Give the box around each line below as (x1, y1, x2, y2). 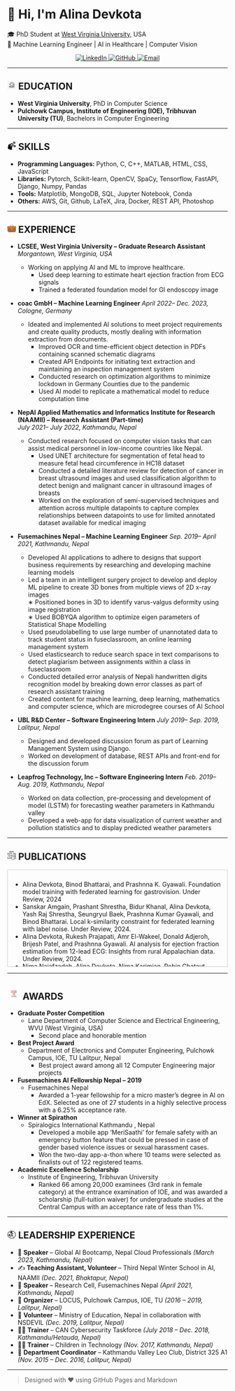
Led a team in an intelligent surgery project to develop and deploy (27, 576, 218, 584)
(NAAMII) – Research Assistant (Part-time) (17, 416, 144, 424)
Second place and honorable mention (38, 1031, 147, 1040)
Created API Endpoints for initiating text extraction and (38, 358, 196, 366)
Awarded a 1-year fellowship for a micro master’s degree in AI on (38, 1091, 225, 1099)
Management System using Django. (27, 745, 131, 753)
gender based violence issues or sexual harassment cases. (38, 1143, 209, 1151)
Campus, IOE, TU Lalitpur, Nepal (27, 1054, 121, 1061)
